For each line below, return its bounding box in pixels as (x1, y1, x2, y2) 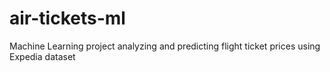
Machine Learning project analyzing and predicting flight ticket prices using (9, 40, 321, 52)
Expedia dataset (9, 50, 76, 62)
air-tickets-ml (9, 7, 126, 30)
